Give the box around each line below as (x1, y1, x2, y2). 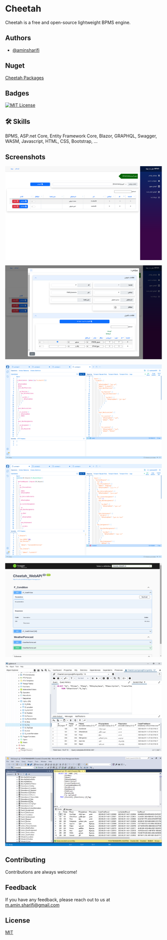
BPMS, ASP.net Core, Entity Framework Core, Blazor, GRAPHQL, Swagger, (5, 133, 158, 139)
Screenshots (5, 153, 46, 161)
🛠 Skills (5, 117, 31, 126)
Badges (5, 89, 29, 97)
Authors (5, 34, 31, 42)
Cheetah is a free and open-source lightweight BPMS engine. (5, 19, 131, 25)
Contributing (5, 856, 46, 864)
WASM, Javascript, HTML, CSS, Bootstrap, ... (5, 138, 98, 144)
